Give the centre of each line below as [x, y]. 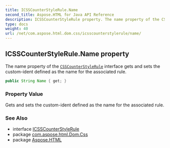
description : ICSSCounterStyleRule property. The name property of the [82, 19]
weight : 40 [17, 29]
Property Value [24, 94]
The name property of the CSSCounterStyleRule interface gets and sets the [83, 66]
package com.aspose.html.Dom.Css [50, 134]
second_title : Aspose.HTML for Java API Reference [60, 15]
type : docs [17, 24]
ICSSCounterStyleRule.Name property [67, 54]
